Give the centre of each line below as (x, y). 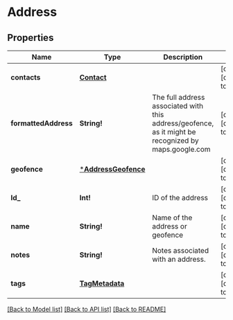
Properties (31, 38)
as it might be (174, 132)
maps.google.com (181, 149)
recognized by (175, 141)
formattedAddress (42, 123)
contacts (26, 77)
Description (183, 57)
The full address (179, 97)
